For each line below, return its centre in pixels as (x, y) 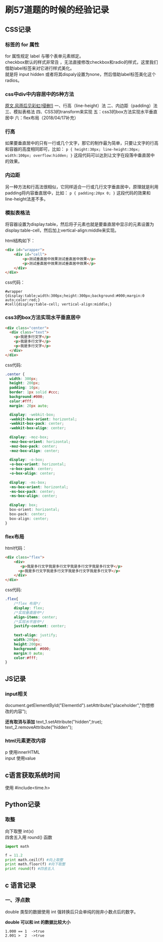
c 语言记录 (21, 885)
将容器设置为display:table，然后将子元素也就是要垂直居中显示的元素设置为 (80, 224)
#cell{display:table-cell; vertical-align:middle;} (58, 305)
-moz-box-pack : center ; (33, 446)
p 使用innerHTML (23, 752)
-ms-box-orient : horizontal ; (39, 487)
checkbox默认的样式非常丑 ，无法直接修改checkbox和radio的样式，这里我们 (81, 62)
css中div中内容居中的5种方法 (40, 94)
